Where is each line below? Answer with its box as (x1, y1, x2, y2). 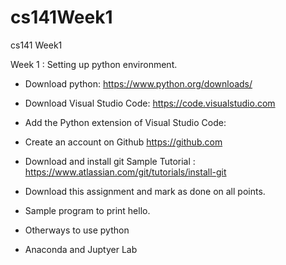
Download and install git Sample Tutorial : (24, 155, 196, 167)
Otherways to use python (24, 224, 130, 236)
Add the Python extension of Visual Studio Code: (24, 116, 227, 128)
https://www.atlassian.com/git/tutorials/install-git (24, 166, 227, 178)
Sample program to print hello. (24, 204, 151, 216)
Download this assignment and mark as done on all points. (24, 185, 266, 197)
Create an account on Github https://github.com (24, 136, 223, 148)
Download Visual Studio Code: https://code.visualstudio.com (24, 97, 276, 109)
